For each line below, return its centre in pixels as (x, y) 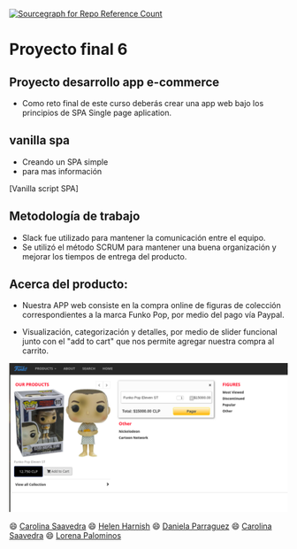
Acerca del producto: (69, 285)
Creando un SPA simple (65, 162)
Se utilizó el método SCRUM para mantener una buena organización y (149, 247)
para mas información (62, 171)
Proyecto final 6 (69, 50)
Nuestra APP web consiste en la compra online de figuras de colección (151, 305)
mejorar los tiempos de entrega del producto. (104, 256)
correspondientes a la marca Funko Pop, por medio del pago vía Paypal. (153, 315)
